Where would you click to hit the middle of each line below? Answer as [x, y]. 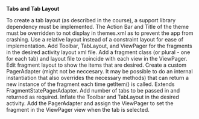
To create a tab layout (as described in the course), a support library [91, 20]
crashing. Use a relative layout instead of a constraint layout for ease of [95, 39]
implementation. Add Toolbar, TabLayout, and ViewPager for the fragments [99, 46]
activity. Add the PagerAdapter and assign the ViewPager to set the [90, 103]
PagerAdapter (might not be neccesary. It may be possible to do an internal [99, 71]
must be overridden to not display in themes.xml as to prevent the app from [100, 33]
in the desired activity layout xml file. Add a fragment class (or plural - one [98, 52]
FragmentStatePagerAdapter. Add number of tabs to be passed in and [93, 90]
